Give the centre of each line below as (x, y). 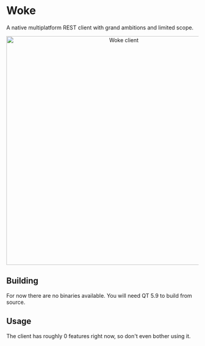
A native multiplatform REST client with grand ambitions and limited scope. (100, 27)
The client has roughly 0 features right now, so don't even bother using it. (99, 336)
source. (16, 302)
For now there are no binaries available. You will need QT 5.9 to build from (99, 295)
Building (22, 281)
